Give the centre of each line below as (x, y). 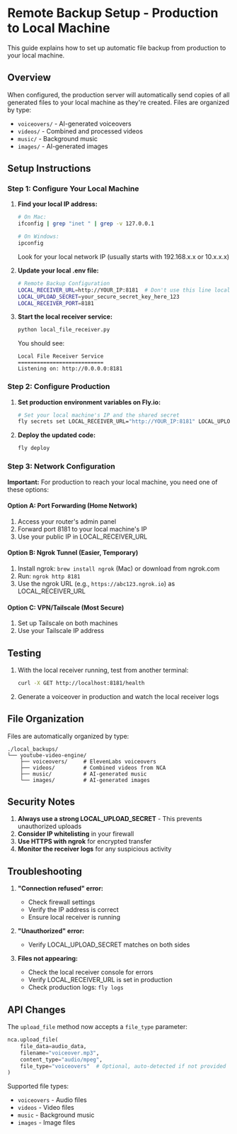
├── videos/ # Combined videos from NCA (93, 768)
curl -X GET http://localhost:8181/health (81, 683)
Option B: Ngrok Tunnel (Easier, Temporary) (73, 553)
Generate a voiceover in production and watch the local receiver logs (118, 696)
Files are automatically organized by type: (68, 736)
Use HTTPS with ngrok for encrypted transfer (85, 842)
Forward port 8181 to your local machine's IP (82, 529)
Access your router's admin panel (67, 521)
